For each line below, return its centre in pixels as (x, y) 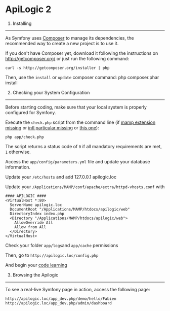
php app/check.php (25, 137)
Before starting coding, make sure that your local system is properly (76, 107)
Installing (22, 23)
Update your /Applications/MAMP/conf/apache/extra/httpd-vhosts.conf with (85, 187)
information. (18, 167)
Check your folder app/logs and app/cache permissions (62, 245)
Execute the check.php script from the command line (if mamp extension (80, 122)
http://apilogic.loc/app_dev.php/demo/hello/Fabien (61, 299)
